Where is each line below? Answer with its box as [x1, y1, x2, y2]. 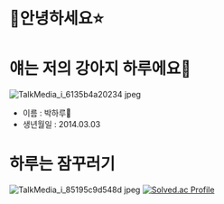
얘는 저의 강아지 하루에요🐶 [9, 59, 191, 79]
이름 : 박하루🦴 [22, 107, 72, 118]
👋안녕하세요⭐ [9, 8, 104, 29]
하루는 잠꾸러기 [9, 154, 116, 174]
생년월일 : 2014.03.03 [22, 119, 101, 130]
